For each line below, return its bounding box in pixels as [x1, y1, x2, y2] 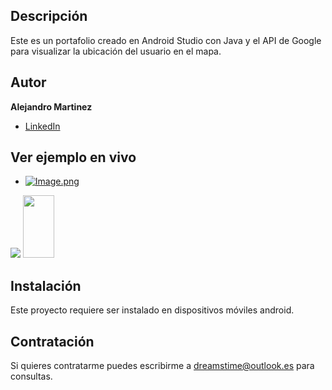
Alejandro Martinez [10, 100, 93, 113]
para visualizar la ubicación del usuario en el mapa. [10, 45, 222, 57]
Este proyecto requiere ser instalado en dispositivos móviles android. [10, 304, 295, 316]
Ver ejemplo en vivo [10, 149, 137, 166]
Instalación [10, 277, 82, 294]
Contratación [10, 333, 95, 350]
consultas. [10, 370, 53, 383]
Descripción [10, 8, 88, 25]
